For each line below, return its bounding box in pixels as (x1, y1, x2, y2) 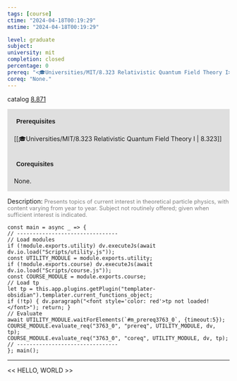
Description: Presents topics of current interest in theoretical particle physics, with (7, 196, 229, 205)
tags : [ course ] (7, 10, 52, 18)
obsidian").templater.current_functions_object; (7, 292, 153, 299)
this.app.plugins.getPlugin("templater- (35, 285, 157, 292)
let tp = (7, 285, 33, 292)
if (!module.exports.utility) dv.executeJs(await (7, 242, 157, 249)
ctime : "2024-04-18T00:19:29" (7, 17, 97, 24)
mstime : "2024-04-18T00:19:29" (7, 23, 99, 30)
